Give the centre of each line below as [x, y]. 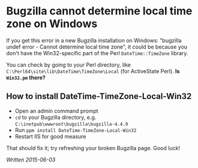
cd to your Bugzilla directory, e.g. [55, 117]
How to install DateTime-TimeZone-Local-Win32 [99, 96]
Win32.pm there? [26, 77]
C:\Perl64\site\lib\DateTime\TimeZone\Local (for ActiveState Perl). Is [93, 71]
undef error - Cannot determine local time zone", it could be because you [97, 47]
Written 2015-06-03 [31, 160]
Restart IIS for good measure [50, 136]
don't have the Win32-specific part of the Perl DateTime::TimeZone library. [97, 53]
